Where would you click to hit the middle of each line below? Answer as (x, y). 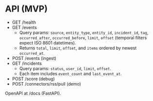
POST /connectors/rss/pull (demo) (46, 84)
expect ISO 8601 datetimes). (48, 43)
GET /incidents (27, 63)
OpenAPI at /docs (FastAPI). (33, 93)
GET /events (25, 27)
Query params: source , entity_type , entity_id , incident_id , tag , (84, 32)
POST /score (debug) (33, 79)
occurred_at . (32, 53)
